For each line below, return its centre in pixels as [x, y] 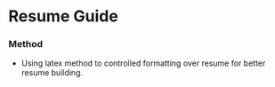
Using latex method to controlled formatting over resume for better [143, 63]
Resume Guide [64, 16]
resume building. [52, 73]
